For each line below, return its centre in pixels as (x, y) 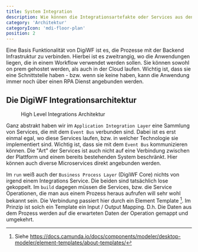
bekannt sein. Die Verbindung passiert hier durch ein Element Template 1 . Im (99, 200)
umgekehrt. (20, 219)
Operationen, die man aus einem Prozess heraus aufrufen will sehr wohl (93, 193)
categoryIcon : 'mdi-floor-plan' (46, 28)
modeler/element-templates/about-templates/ (70, 243)
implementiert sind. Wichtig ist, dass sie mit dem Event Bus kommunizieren (97, 144)
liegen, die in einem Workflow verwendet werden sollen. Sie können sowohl (98, 63)
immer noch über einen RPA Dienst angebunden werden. (75, 82)
